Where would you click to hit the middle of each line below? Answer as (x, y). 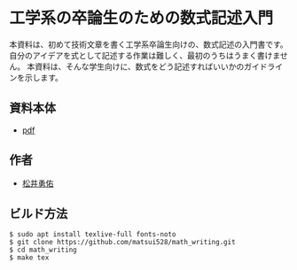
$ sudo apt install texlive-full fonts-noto (93, 235)
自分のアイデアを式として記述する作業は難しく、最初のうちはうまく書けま (145, 55)
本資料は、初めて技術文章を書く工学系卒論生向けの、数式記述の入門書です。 (148, 44)
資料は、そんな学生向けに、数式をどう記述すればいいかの (139, 66)
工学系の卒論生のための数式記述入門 (141, 18)
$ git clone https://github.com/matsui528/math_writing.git (123, 243)
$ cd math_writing (43, 250)
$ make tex (29, 258)
